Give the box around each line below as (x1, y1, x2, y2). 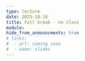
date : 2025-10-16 (6, 14, 48, 20)
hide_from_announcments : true (6, 30, 80, 36)
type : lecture (6, 8, 41, 15)
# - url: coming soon (6, 41, 61, 47)
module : (6, 24, 25, 31)
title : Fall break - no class (6, 19, 80, 25)
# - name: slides (6, 46, 51, 52)
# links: (6, 35, 27, 41)
